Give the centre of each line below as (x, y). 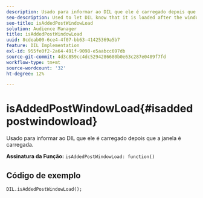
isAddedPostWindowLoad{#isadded (100, 109)
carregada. (20, 145)
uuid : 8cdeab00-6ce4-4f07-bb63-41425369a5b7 (63, 40)
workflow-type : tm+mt (34, 62)
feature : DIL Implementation (43, 46)
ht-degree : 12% (25, 74)
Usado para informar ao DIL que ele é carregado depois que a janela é (94, 138)
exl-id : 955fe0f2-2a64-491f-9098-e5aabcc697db (66, 51)
